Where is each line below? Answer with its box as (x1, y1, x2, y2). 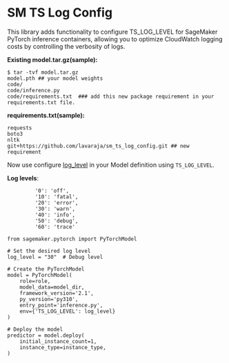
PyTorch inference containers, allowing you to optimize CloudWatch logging (7, 34, 223, 43)
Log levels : (7, 174, 39, 182)
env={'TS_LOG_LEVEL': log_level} (19, 308, 116, 315)
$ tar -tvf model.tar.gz (7, 69, 79, 76)
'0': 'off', (34, 187, 70, 194)
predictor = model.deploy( (7, 332, 85, 339)
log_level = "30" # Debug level (7, 253, 103, 260)
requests (7, 124, 32, 132)
